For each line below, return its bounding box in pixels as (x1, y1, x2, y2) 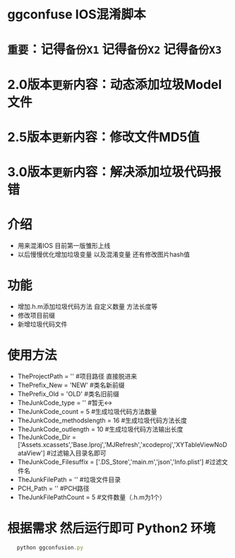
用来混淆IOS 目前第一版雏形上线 (17, 241, 111, 249)
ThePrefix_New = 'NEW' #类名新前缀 (17, 381, 125, 389)
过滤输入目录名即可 (50, 449, 107, 457)
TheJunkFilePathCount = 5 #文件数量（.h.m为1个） (17, 492, 166, 501)
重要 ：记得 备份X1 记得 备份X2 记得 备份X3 (7, 42, 222, 57)
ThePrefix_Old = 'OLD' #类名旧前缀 (17, 389, 120, 398)
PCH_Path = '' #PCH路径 (17, 484, 90, 492)
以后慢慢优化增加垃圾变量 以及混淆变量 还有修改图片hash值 (17, 250, 191, 259)
